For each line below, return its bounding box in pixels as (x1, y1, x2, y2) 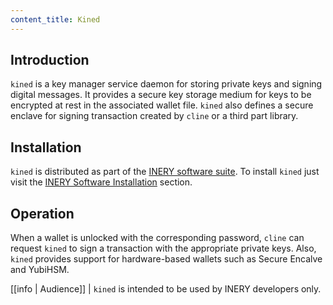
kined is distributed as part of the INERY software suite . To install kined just (10, 166, 320, 178)
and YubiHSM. (10, 264, 70, 276)
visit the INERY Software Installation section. (10, 176, 193, 188)
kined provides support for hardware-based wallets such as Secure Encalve (10, 253, 323, 265)
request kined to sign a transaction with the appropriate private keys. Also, (10, 242, 317, 255)
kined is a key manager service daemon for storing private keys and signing (10, 78, 323, 90)
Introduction (10, 52, 90, 69)
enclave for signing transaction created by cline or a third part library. (10, 110, 299, 122)
